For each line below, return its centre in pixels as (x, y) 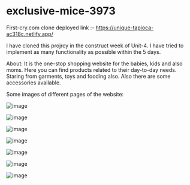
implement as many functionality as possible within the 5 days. (84, 51)
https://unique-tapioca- (125, 28)
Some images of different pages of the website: (65, 94)
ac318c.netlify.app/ (30, 34)
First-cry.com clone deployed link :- (50, 28)
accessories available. (34, 83)
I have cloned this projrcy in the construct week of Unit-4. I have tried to (95, 46)
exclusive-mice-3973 (61, 11)
